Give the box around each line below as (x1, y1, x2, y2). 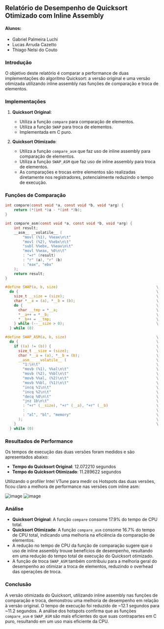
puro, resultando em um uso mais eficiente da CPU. (5, 618, 109, 624)
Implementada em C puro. (19, 129, 72, 135)
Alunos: (5, 25, 22, 31)
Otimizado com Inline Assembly (5, 12, 104, 20)
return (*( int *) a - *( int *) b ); (14, 207, 82, 213)
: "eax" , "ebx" (23, 262, 54, 267)
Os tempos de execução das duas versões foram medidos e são (5, 449, 135, 455)
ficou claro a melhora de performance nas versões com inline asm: (5, 484, 140, 489)
